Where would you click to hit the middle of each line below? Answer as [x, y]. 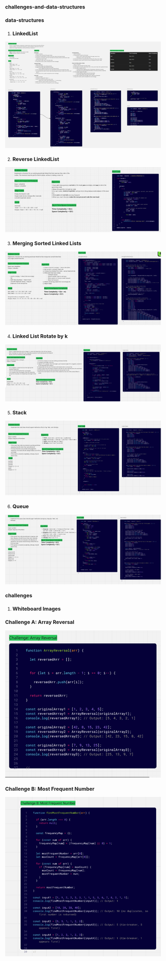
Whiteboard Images [36, 609]
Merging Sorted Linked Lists [47, 244]
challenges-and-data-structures [45, 7]
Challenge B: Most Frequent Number [50, 789]
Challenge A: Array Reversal [40, 622]
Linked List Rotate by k [40, 336]
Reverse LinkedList [36, 159]
